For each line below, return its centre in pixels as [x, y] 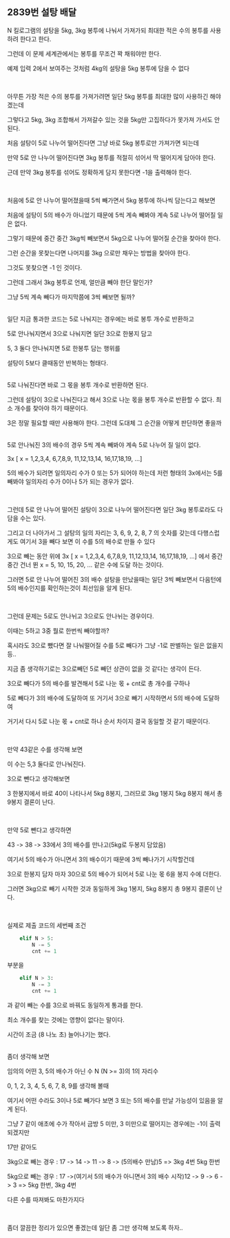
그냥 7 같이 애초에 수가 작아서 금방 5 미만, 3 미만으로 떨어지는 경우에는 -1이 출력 [114, 1124]
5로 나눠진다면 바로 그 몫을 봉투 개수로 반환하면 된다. [78, 384]
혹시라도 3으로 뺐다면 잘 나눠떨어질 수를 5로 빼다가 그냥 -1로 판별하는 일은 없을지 [115, 645]
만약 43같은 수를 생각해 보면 [45, 749]
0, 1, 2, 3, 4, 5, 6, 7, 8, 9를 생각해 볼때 [58, 1086]
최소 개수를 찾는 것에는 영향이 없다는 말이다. [66, 1020]
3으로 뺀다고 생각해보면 [39, 778]
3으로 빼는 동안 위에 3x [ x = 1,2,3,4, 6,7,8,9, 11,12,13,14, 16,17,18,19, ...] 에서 [108, 556]
